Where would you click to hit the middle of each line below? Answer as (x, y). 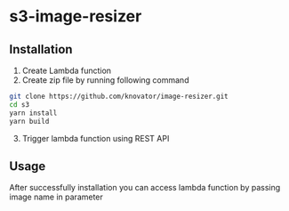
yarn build (29, 121)
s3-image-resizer (76, 16)
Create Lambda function (67, 70)
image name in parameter (56, 197)
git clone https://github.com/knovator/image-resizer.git (119, 96)
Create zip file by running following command (105, 80)
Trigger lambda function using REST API (96, 138)
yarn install (33, 113)
